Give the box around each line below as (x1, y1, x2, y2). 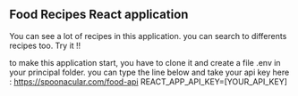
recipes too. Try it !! (9, 40, 81, 51)
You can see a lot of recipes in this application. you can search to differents (9, 30, 287, 41)
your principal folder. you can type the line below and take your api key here (9, 67, 290, 77)
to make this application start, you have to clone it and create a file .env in (9, 57, 281, 68)
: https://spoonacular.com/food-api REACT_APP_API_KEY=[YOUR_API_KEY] (9, 76, 288, 87)
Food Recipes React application (9, 7, 189, 22)
